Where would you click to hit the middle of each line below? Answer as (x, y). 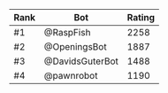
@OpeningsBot (76, 46)
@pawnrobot (71, 76)
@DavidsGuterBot (81, 61)
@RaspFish (67, 32)
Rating (141, 17)
